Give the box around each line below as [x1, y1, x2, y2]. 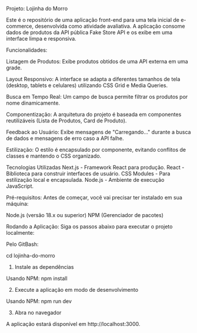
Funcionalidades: [6, 46, 48, 54]
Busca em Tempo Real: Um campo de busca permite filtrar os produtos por [6, 94, 188, 100]
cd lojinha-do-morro [6, 252, 55, 259]
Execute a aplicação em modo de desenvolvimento [14, 287, 139, 293]
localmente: [6, 229, 35, 236]
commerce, [6, 23, 34, 29]
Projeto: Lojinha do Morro [6, 5, 68, 12]
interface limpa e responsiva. [6, 35, 76, 42]
